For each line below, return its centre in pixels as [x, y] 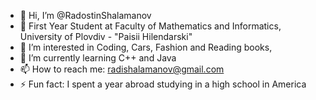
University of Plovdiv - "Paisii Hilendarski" [106, 36]
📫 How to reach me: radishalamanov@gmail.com [122, 69]
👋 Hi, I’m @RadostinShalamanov [85, 15]
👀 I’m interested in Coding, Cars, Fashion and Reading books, [146, 47]
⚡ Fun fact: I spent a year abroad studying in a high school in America [163, 84]
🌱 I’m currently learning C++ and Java [98, 58]
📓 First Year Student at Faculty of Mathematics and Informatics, [150, 26]
